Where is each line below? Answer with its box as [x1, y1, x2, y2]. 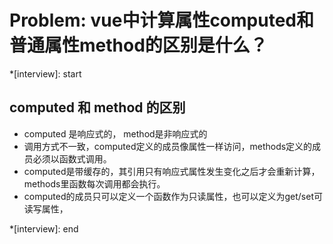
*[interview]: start [9, 67, 82, 80]
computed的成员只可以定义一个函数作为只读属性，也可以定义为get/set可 [23, 190, 323, 202]
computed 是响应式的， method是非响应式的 [23, 127, 208, 140]
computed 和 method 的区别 [9, 99, 186, 116]
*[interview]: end [9, 222, 79, 235]
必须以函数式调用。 [32, 152, 112, 165]
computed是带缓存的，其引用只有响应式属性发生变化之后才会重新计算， [23, 165, 321, 177]
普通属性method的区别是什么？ [9, 34, 268, 57]
